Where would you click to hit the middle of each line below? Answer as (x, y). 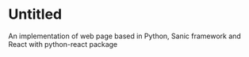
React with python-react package (63, 44)
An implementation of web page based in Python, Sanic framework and (125, 36)
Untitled (35, 14)
